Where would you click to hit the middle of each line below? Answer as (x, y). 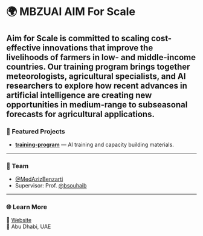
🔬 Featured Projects (36, 131)
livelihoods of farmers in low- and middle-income (101, 57)
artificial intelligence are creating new (79, 95)
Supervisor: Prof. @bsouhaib (51, 186)
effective (24, 48)
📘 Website (19, 220)
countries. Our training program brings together (98, 66)
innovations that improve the (98, 48)
